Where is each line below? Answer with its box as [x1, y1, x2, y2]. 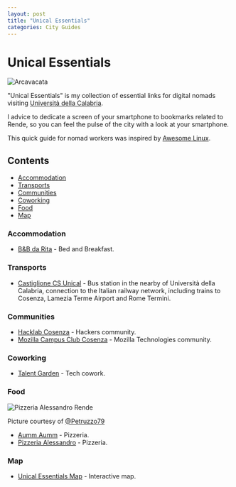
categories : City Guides [7, 23, 81, 31]
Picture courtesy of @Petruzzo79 [7, 417, 105, 425]
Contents [7, 154, 50, 167]
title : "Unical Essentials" [7, 17, 91, 24]
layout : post [7, 10, 46, 18]
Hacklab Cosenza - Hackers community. [17, 328, 136, 336]
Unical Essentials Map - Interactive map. [17, 471, 136, 480]
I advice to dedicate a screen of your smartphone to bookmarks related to [7, 113, 224, 121]
